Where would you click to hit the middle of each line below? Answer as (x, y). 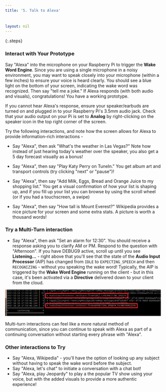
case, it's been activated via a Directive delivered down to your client (83, 277)
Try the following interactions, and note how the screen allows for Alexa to (81, 131)
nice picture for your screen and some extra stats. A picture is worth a (83, 212)
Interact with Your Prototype (40, 54)
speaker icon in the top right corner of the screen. (56, 121)
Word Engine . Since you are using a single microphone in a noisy (71, 70)
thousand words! (29, 217)
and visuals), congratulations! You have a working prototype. (67, 96)
